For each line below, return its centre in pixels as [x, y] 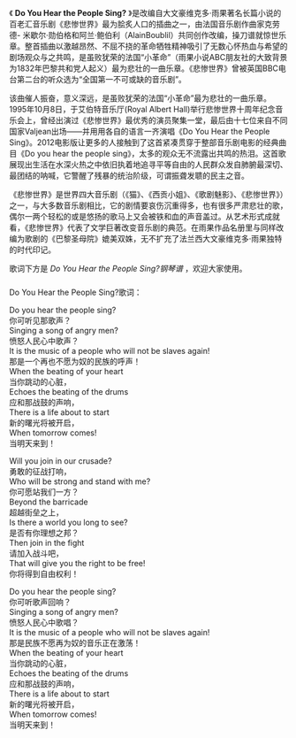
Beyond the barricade [49, 502]
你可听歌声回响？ [40, 602]
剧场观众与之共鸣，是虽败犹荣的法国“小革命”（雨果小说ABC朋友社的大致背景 [148, 57]
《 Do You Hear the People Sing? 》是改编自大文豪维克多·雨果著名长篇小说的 [145, 13]
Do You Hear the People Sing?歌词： [76, 292]
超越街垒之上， [36, 512]
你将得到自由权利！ [44, 573]
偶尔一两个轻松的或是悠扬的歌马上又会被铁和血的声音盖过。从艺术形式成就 [144, 216]
